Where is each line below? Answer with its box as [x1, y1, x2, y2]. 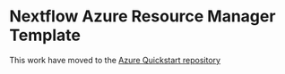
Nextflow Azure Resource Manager [9, 6, 276, 27]
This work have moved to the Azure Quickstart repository [9, 54, 221, 65]
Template [9, 25, 81, 45]
